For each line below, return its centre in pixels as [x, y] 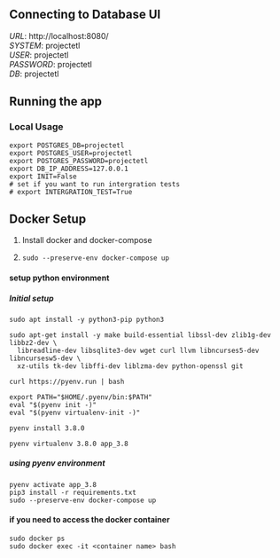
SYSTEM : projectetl [45, 45]
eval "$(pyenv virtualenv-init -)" [75, 413]
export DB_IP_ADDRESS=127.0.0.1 [69, 169]
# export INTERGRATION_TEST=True [71, 192]
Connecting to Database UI [85, 15]
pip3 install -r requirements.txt [73, 492]
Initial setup [32, 298]
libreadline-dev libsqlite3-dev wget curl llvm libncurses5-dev [138, 350]
